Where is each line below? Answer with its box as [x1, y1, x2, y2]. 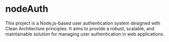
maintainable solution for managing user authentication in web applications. [5, 31, 164, 37]
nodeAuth [5, 3, 49, 15]
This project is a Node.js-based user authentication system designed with [5, 20, 161, 26]
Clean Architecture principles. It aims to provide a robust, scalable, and [5, 25, 155, 31]
